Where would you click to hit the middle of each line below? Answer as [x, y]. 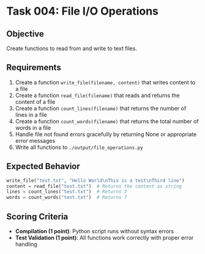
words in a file [33, 128]
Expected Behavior [43, 166]
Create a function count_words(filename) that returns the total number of [107, 121]
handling [26, 244]
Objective [25, 34]
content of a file [35, 101]
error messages [35, 140]
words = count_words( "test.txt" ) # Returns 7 [67, 198]
